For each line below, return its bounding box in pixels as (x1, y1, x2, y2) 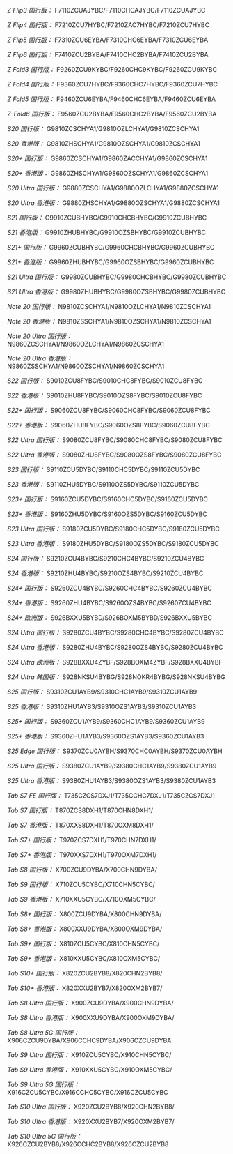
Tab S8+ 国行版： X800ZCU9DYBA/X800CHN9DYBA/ (7, 910, 162, 918)
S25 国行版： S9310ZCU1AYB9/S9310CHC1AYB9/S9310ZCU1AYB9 (7, 688, 198, 696)
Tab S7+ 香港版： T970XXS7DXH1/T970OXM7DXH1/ (7, 851, 157, 859)
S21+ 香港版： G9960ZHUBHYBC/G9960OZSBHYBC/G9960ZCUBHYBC (7, 258, 214, 266)
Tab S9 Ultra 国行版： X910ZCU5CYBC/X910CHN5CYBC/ (7, 1051, 172, 1058)
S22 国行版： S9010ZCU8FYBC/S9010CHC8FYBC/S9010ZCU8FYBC (7, 377, 203, 385)
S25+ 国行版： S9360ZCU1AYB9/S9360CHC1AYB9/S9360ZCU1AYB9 (7, 718, 205, 725)
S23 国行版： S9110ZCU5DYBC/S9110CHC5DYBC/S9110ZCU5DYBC (7, 466, 200, 473)
